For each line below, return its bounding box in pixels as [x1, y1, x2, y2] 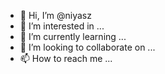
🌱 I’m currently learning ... [19, 31, 127, 42]
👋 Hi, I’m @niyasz [19, 10, 92, 21]
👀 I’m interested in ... [19, 20, 105, 32]
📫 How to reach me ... [19, 53, 113, 64]
